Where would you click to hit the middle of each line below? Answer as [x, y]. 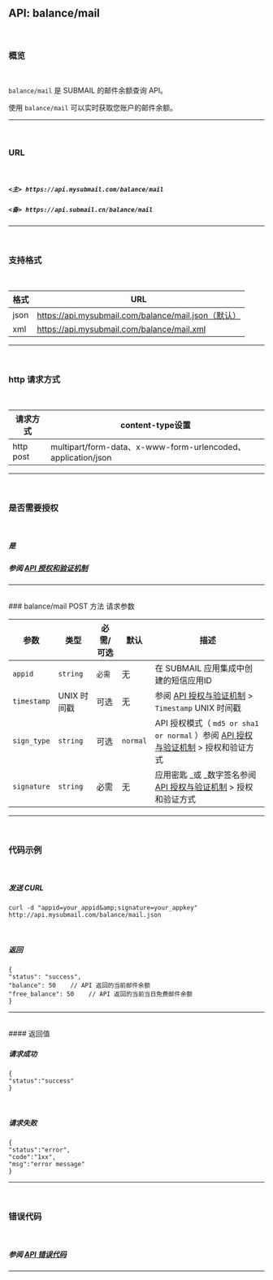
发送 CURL [26, 888]
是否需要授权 [34, 508]
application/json [81, 458]
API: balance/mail [54, 13]
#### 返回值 [29, 1034]
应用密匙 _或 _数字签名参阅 [206, 775]
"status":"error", [39, 1150]
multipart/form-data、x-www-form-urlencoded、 [148, 448]
